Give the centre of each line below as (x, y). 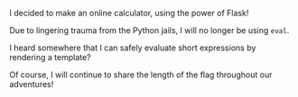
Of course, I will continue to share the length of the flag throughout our (141, 75)
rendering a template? (51, 57)
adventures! (32, 84)
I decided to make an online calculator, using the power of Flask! (129, 13)
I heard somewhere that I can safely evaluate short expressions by (133, 48)
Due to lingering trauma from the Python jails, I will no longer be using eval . (149, 30)
